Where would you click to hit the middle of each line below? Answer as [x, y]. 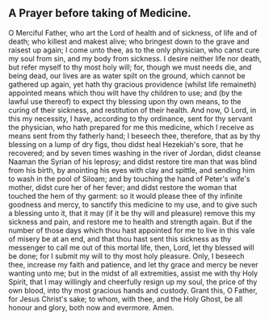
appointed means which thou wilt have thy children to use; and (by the [125, 93]
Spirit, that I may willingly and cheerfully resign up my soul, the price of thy [133, 281]
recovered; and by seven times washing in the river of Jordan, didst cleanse [134, 153]
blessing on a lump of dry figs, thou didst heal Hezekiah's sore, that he [126, 144]
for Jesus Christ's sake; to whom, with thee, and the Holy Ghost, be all [126, 299]
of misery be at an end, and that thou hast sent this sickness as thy [120, 238]
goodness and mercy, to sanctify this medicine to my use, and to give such [133, 204]
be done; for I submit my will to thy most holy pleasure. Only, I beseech [126, 256]
